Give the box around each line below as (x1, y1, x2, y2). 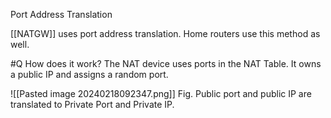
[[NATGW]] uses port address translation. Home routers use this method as (10, 28, 321, 39)
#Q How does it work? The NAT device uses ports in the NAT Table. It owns (10, 58, 322, 69)
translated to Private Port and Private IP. (10, 99, 175, 110)
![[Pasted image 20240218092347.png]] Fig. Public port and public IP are (10, 88, 312, 99)
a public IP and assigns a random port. (10, 69, 169, 80)
